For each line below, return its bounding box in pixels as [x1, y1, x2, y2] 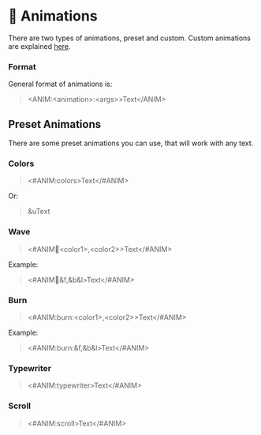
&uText [27, 207, 50, 216]
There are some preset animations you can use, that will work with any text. [8, 138, 254, 148]
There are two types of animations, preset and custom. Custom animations [8, 33, 251, 43]
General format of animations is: [8, 79, 113, 89]
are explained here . [8, 41, 71, 51]
